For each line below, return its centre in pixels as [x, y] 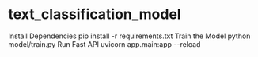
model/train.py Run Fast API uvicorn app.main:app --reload [104, 44]
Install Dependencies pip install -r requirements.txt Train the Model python [129, 36]
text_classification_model [95, 14]
